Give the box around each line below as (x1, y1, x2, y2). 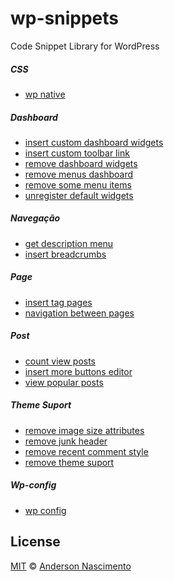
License (10, 533, 61, 551)
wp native (24, 88, 66, 100)
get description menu (24, 237, 114, 249)
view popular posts (24, 376, 104, 388)
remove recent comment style (24, 445, 149, 457)
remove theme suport (24, 456, 115, 468)
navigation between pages (24, 307, 135, 319)
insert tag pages (24, 296, 93, 308)
